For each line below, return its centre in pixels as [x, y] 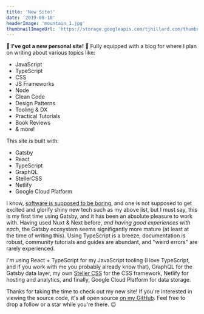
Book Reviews [33, 123]
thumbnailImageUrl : [31, 29]
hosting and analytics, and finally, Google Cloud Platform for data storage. [99, 280]
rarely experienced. [31, 249]
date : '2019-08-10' [31, 18]
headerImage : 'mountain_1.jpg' [46, 23]
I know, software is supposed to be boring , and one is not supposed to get [99, 203]
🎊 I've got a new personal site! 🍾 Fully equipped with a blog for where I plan [102, 46]
